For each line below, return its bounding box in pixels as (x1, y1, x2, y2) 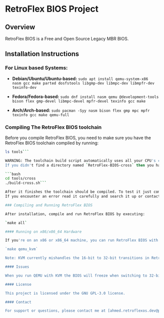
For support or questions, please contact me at (5, 308, 106, 313)
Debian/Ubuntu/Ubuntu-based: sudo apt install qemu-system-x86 (12, 76, 148, 81)
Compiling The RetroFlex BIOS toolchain (5, 123, 102, 130)
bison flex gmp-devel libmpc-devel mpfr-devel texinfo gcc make (12, 99, 146, 103)
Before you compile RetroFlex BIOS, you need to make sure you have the (5, 135, 151, 140)
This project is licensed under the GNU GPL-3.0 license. (5, 291, 125, 296)
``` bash (5, 172, 21, 177)
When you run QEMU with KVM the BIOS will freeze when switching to (5, 273, 147, 278)
